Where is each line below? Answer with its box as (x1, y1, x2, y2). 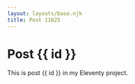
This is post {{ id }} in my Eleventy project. (7, 69, 129, 77)
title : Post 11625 (7, 17, 61, 23)
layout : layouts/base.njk (7, 10, 82, 17)
